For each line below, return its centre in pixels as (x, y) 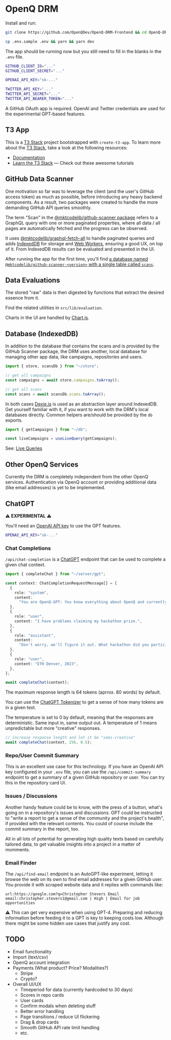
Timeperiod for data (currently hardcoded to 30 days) (77, 990)
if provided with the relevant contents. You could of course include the (79, 823)
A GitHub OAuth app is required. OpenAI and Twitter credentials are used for (85, 108)
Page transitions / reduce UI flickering (60, 1017)
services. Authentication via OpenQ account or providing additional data (81, 482)
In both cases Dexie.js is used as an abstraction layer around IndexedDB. (82, 404)
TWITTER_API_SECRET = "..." (33, 94)
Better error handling (42, 1011)
